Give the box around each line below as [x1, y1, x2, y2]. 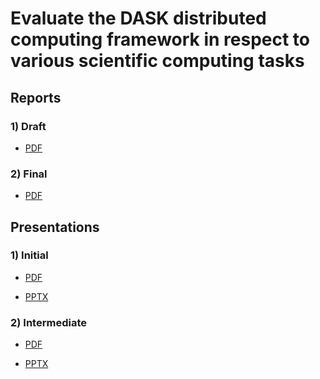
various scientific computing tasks [10, 50, 305, 72]
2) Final [10, 167, 48, 181]
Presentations [10, 218, 100, 236]
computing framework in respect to [10, 28, 311, 51]
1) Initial [10, 248, 49, 262]
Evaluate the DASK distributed [10, 7, 267, 30]
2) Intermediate [10, 315, 87, 329]
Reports [10, 89, 62, 106]
